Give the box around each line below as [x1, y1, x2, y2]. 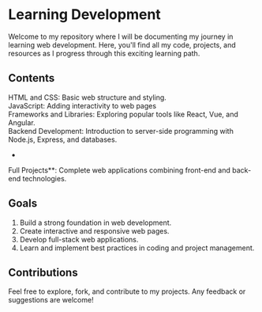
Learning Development [8, 6, 162, 24]
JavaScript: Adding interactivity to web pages [8, 101, 156, 110]
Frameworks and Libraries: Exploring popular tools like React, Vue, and [8, 109, 239, 119]
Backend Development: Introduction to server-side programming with [8, 126, 234, 135]
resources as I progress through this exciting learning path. [8, 48, 200, 58]
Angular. [8, 117, 36, 127]
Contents [8, 71, 55, 85]
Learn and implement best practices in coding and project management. [19, 243, 255, 253]
